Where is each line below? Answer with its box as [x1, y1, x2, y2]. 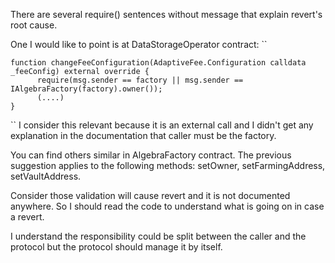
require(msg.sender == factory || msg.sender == [36, 75, 244, 85]
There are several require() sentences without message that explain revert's [10, 9, 323, 20]
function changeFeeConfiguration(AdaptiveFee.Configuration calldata [10, 58, 307, 68]
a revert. [10, 211, 45, 223]
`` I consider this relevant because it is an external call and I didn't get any [10, 119, 314, 131]
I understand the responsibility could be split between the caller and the [10, 230, 307, 242]
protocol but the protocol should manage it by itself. [10, 241, 223, 253]
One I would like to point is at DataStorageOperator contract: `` [10, 39, 268, 50]
